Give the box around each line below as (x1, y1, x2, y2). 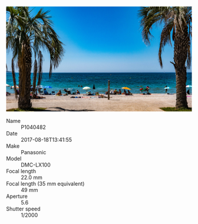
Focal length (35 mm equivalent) (6, 180, 85, 187)
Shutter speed (6, 205, 41, 212)
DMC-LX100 (21, 161, 51, 168)
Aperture (6, 193, 28, 200)
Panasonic (21, 148, 47, 155)
